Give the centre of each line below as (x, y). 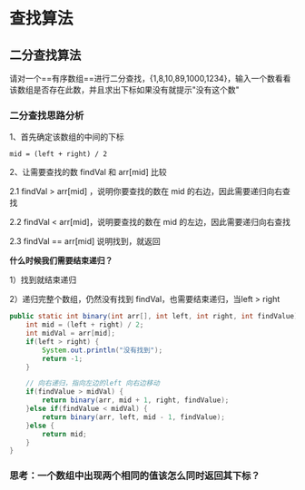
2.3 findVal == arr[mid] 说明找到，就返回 (85, 241)
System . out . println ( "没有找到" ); (103, 350)
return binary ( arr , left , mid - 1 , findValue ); (133, 417)
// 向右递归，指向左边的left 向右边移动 (93, 383)
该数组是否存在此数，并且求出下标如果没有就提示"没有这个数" (125, 90)
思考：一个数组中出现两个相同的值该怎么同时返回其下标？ (135, 475)
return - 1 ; (63, 358)
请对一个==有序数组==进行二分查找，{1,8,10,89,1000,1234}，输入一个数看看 (150, 78)
